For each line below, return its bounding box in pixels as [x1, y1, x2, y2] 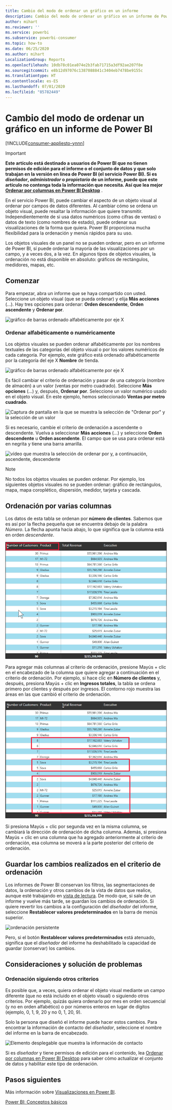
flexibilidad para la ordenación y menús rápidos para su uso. [5, 230, 133, 236]
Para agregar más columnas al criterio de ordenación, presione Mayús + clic [5, 664, 166, 670]
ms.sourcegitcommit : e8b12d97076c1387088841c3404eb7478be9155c [5, 68, 143, 73]
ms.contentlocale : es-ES [5, 79, 58, 84]
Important [5, 150, 26, 156]
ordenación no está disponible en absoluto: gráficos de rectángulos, [5, 256, 149, 262]
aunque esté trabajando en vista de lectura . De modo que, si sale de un [5, 892, 156, 899]
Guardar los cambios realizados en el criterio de [5, 860, 161, 869]
